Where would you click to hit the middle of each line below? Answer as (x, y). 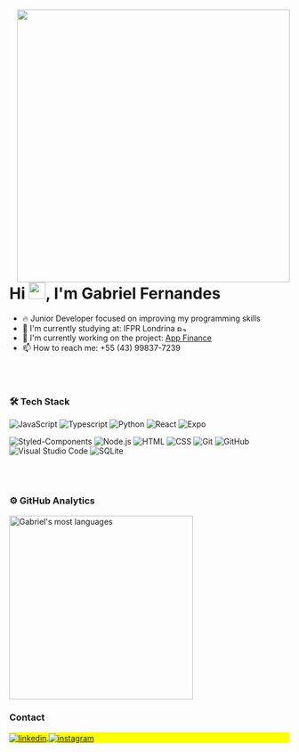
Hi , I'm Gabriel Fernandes (115, 294)
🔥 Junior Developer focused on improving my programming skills (141, 318)
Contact (27, 717)
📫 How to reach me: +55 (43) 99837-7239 (101, 347)
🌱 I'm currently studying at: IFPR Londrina (98, 328)
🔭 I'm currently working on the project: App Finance (117, 338)
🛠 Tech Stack (40, 401)
